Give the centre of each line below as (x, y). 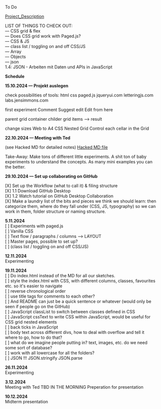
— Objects (15, 57)
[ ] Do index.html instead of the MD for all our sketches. (60, 275)
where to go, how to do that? (34, 337)
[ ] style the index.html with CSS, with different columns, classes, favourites (80, 281)
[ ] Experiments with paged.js (34, 226)
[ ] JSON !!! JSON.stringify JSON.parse (44, 358)
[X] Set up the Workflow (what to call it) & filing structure (61, 186)
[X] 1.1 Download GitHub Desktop (38, 191)
